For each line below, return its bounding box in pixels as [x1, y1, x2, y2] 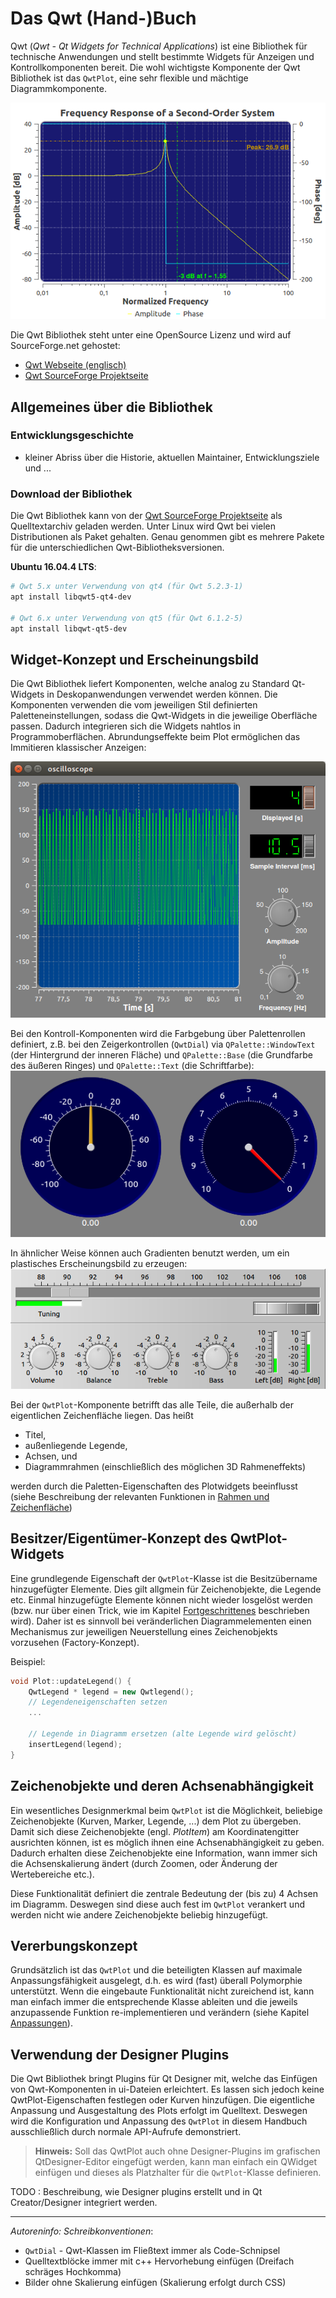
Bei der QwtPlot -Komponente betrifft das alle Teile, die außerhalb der [10, 1398, 294, 1411]
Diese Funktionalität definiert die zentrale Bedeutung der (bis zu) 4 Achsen [10, 1887, 318, 1899]
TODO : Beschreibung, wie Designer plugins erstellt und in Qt [10, 2186, 263, 2198]
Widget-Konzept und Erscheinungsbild [10, 651, 260, 668]
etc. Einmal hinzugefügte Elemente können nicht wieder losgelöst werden [10, 1593, 313, 1606]
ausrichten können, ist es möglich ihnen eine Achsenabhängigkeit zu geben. [10, 1836, 325, 1848]
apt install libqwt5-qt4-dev [10, 592, 132, 602]
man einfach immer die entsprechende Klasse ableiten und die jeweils [10, 1996, 298, 2008]
